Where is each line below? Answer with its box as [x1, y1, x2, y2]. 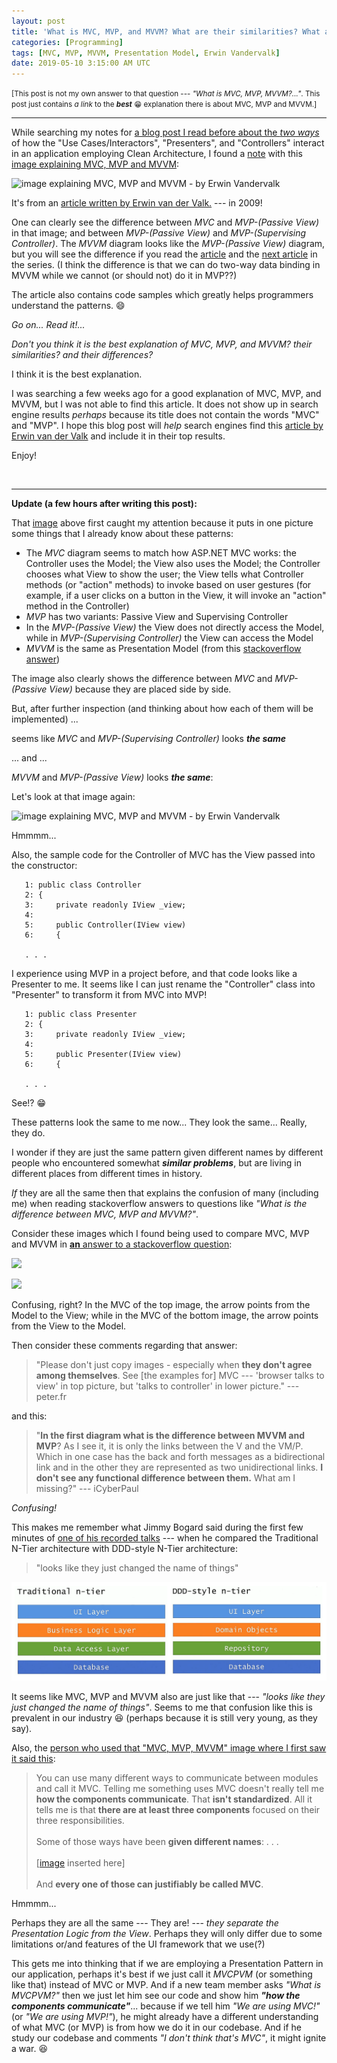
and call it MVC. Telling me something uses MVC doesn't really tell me [35, 1783, 325, 1795]
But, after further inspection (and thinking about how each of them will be [11, 703, 314, 715]
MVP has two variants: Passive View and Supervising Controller [25, 611, 289, 623]
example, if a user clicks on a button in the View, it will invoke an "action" [25, 590, 327, 602]
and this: [11, 1410, 48, 1422]
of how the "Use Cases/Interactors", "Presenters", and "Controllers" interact [11, 137, 325, 149]
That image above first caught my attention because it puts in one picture [11, 517, 314, 529]
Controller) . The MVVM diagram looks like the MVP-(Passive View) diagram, [11, 238, 326, 250]
